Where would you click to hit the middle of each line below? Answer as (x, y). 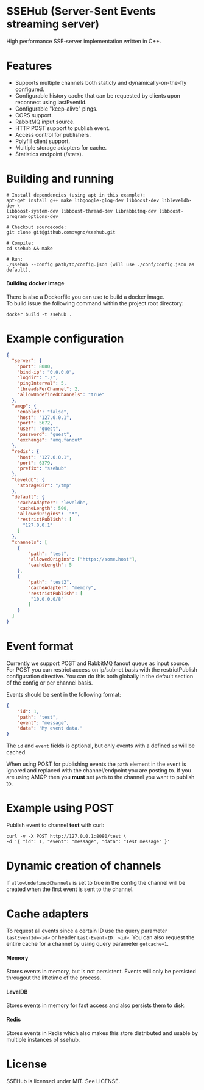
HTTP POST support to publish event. (62, 128)
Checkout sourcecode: (39, 227)
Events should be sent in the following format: (64, 694)
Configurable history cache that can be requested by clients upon (98, 95)
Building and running (60, 179)
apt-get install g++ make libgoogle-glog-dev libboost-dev (83, 200)
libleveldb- (177, 200)
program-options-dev (33, 216)
